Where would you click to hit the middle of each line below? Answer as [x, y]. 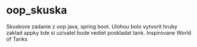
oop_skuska [37, 10]
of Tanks [17, 39]
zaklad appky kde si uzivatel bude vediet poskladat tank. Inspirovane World [99, 32]
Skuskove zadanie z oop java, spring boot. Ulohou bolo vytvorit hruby [92, 26]
